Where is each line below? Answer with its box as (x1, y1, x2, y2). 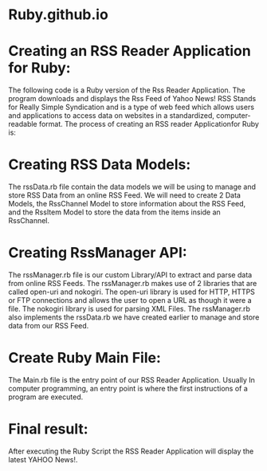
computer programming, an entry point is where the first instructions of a (8, 383, 249, 393)
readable (8, 120, 37, 129)
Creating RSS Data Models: (8, 155, 191, 174)
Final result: (8, 420, 89, 438)
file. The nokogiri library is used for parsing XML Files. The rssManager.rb (8, 304, 251, 313)
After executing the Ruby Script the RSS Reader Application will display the (8, 446, 254, 456)
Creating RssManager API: (8, 244, 187, 262)
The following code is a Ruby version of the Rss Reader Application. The (8, 85, 245, 95)
